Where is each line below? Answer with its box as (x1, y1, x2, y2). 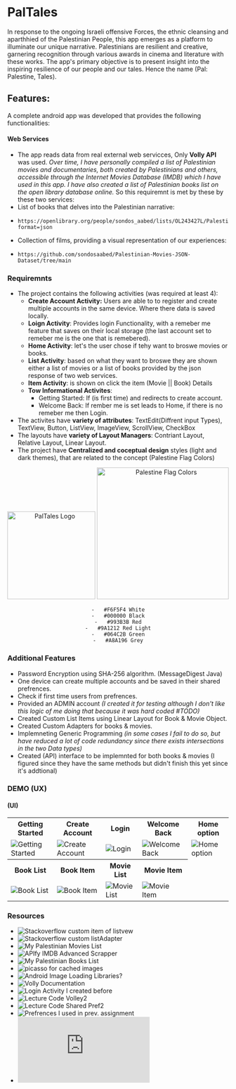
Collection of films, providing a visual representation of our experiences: (17, 236, 227, 244)
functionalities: (7, 119, 51, 127)
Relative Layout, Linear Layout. (17, 438, 107, 447)
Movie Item (143, 865, 183, 875)
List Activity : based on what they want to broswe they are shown (27, 356, 218, 365)
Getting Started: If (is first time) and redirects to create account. (38, 394, 223, 403)
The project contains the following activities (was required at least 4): (17, 289, 218, 298)
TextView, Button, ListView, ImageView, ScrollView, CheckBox (17, 424, 195, 432)
